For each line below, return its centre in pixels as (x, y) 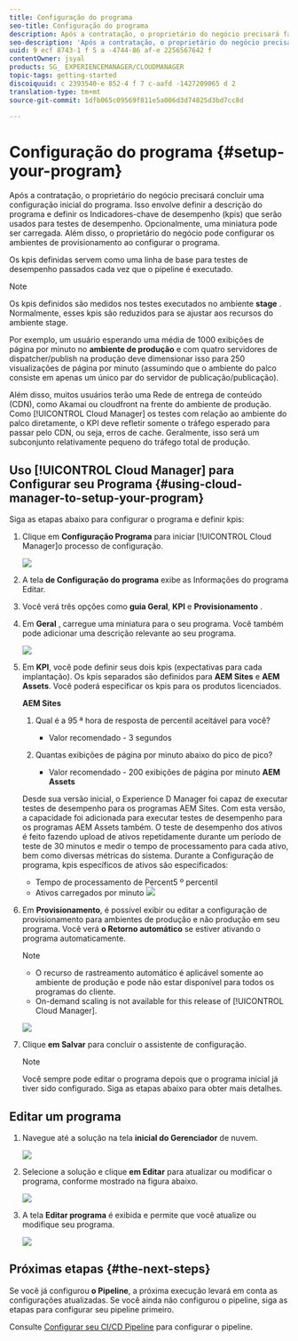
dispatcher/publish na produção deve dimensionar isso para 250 (127, 359)
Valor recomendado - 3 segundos (110, 738)
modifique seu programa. (68, 1225)
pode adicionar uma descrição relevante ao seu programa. (129, 633)
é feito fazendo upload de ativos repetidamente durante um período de (152, 837)
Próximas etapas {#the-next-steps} (110, 1269)
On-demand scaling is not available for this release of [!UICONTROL (159, 1001)
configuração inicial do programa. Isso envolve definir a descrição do (136, 205)
